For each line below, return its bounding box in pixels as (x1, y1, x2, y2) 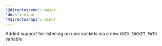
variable (5, 36, 23, 42)
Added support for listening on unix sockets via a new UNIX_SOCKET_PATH (5, 31, 157, 37)
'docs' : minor (5, 12, 36, 17)
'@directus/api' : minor (5, 17, 56, 22)
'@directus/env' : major (5, 7, 56, 13)
